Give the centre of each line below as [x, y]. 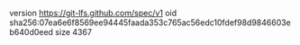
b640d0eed [32, 32]
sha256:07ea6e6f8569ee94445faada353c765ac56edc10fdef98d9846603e [150, 22]
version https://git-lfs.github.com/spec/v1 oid [93, 13]
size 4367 [74, 32]
